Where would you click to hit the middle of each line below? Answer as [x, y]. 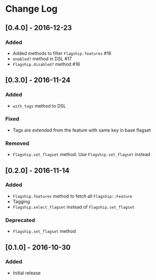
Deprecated [20, 220]
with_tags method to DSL [39, 106]
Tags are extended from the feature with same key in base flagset [82, 130]
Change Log [31, 9]
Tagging [21, 201]
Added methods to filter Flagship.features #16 [62, 53]
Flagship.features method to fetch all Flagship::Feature [72, 196]
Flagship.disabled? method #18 [46, 64]
